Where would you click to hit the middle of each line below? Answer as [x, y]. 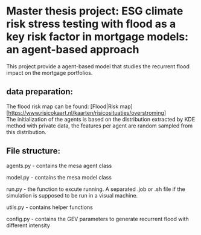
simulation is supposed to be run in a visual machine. [72, 195]
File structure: [33, 151]
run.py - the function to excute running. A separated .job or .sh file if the [96, 189]
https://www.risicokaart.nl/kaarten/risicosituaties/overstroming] [87, 112]
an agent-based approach [73, 50]
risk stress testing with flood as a [91, 24]
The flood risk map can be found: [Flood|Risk [62, 106]
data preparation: [40, 92]
